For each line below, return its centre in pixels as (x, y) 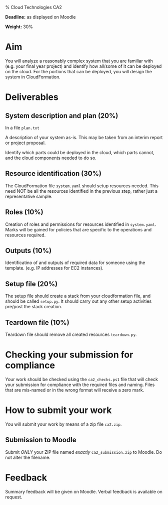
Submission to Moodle (41, 440)
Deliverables (32, 97)
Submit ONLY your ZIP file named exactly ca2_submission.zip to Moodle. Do (84, 452)
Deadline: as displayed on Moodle (40, 17)
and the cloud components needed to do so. (51, 158)
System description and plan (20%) (62, 116)
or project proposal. (25, 143)
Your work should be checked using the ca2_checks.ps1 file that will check (82, 379)
